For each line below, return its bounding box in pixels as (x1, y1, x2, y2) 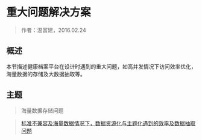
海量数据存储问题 (21, 106, 64, 114)
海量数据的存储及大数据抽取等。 (6, 70, 86, 78)
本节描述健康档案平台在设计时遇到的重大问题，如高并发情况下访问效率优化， (6, 62, 197, 70)
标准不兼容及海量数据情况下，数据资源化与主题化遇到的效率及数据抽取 (21, 120, 196, 127)
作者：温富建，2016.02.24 (21, 26, 86, 34)
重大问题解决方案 (6, 5, 92, 19)
